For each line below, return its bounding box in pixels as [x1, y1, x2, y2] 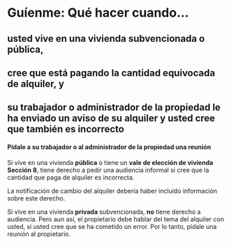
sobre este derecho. [7, 193, 66, 203]
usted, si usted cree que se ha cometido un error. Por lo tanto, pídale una [7, 222, 217, 230]
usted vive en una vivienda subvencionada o [7, 33, 205, 45]
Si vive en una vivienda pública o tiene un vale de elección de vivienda [7, 158, 214, 166]
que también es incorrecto [7, 123, 124, 135]
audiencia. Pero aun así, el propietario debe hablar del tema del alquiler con [7, 214, 225, 223]
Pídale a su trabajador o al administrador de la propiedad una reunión [7, 143, 211, 151]
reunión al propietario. [7, 230, 71, 238]
